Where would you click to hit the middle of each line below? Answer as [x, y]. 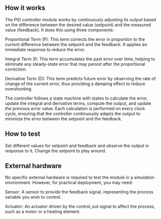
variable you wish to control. [33, 197]
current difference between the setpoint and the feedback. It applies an [76, 44]
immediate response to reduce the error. [45, 49]
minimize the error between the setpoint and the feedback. [64, 118]
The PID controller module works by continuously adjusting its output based [80, 19]
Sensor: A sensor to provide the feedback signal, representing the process [79, 192]
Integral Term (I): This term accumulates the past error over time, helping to [80, 59]
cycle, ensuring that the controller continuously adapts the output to [73, 114]
